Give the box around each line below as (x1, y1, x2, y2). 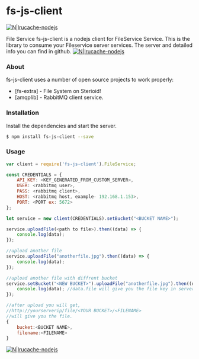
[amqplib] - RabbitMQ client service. (14, 94, 104, 101)
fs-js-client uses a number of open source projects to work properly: (6, 76, 174, 84)
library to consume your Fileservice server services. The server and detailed (6, 41, 192, 49)
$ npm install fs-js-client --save (6, 133, 94, 140)
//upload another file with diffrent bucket (6, 275, 118, 281)
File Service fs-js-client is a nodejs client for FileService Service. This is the (6, 35, 191, 42)
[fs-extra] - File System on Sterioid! (14, 88, 102, 95)
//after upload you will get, (6, 302, 81, 309)
